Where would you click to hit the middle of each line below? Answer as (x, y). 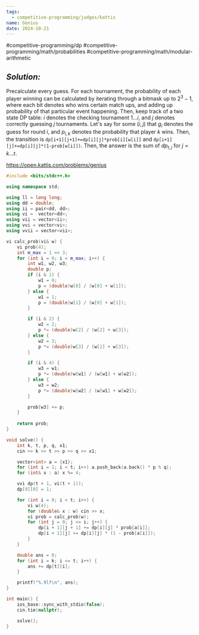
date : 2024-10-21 (28, 28)
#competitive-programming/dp (44, 45)
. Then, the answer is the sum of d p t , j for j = (135, 147)
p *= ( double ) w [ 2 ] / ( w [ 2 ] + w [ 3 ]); (83, 330)
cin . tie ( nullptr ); (40, 610)
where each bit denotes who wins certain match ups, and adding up (90, 104)
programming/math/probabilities (46, 52)
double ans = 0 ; (37, 555)
